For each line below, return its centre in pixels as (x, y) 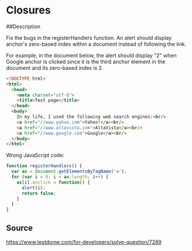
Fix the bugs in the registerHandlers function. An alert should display (89, 38)
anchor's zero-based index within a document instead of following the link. (96, 44)
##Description (23, 26)
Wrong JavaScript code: (35, 155)
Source (20, 228)
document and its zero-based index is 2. (55, 67)
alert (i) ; (33, 188)
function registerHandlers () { (44, 166)
